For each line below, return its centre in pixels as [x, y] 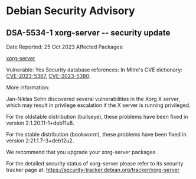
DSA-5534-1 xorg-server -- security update [88, 33]
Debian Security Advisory [71, 11]
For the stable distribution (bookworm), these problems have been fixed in [97, 134]
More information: [28, 87]
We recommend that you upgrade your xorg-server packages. [82, 152]
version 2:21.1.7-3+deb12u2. [40, 141]
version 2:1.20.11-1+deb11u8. [40, 123]
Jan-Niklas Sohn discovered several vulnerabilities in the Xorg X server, [93, 99]
